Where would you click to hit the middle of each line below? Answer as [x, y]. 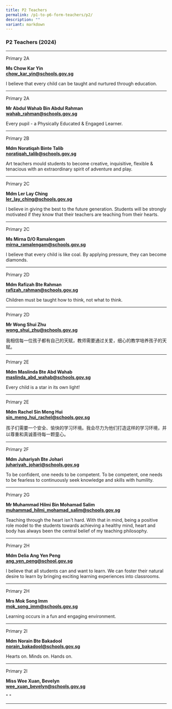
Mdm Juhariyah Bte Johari [34, 459]
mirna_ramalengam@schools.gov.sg [46, 244]
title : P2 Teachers [27, 10]
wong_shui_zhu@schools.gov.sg [42, 330]
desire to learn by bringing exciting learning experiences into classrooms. [83, 576]
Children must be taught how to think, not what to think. [64, 299]
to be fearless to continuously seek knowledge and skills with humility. [80, 480]
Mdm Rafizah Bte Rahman [34, 284]
